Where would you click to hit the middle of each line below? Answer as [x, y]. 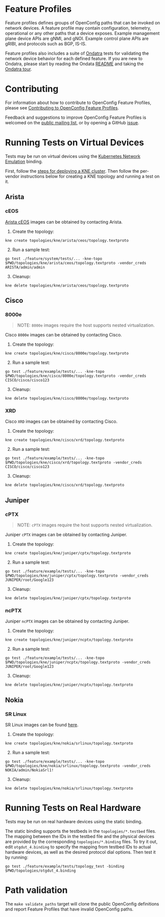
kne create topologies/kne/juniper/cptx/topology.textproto [68, 553]
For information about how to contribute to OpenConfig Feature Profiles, [78, 103]
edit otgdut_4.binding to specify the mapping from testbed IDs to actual [78, 847]
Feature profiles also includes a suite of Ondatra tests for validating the [77, 53]
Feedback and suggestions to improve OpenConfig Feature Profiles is [76, 117]
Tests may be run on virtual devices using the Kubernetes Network [73, 156]
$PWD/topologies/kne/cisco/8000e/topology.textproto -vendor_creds [76, 376]
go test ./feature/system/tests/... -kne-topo [54, 258]
